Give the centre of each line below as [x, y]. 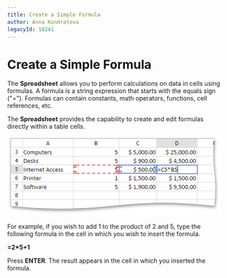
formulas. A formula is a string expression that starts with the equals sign [112, 91]
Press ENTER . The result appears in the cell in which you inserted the [107, 261]
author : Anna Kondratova [43, 22]
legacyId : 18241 [31, 29]
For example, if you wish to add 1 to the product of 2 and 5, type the [104, 227]
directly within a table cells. [46, 127]
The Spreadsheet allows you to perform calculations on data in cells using [114, 84]
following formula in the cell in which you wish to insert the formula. [104, 234]
